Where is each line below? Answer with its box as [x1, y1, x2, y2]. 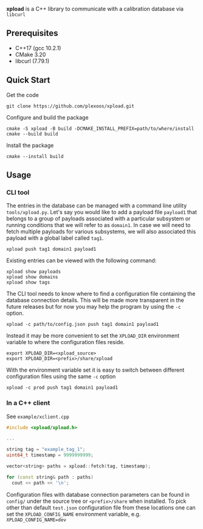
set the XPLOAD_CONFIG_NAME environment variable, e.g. [6, 510, 141, 517]
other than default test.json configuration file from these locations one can [6, 503, 196, 511]
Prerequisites [6, 28, 58, 38]
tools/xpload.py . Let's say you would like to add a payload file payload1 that [6, 209, 198, 216]
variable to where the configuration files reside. [6, 339, 125, 346]
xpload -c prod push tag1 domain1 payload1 [6, 384, 119, 391]
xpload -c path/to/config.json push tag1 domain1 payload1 [6, 322, 159, 328]
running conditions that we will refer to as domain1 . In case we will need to [6, 221, 191, 229]
